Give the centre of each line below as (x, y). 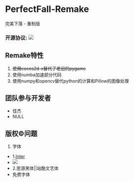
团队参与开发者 (28, 98)
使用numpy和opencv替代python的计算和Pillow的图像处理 (70, 81)
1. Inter (19, 157)
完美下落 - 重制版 (23, 23)
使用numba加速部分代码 (37, 75)
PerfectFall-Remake (47, 9)
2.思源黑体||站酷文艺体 (35, 169)
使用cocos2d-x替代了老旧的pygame (49, 68)
